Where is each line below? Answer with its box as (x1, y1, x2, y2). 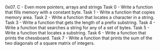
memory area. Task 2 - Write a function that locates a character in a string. (5, 15, 155, 20)
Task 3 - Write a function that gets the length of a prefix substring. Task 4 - (5, 19, 156, 25)
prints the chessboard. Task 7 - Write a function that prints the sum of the (5, 35, 153, 41)
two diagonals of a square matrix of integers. (5, 40, 95, 46)
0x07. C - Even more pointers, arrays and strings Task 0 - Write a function (5, 4, 153, 10)
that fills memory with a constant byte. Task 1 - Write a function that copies (5, 9, 155, 15)
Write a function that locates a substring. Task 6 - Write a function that (5, 30, 146, 35)
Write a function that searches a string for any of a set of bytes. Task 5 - (5, 25, 150, 31)
